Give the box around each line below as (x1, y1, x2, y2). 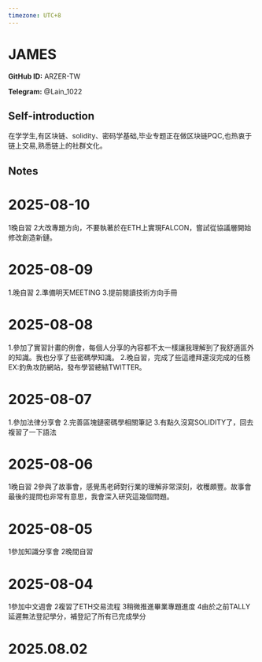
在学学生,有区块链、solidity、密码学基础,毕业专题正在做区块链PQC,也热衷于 (8, 131, 253, 141)
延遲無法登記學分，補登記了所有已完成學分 (8, 612, 146, 621)
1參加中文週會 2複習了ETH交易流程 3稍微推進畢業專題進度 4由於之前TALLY (8, 602, 250, 612)
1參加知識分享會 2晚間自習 (8, 547, 94, 557)
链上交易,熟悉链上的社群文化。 (8, 141, 108, 150)
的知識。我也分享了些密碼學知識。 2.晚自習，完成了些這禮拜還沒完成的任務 (8, 352, 251, 362)
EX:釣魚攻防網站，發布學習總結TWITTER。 (8, 362, 147, 372)
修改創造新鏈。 (8, 233, 57, 242)
